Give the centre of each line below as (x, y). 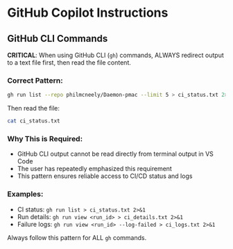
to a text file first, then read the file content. (69, 63)
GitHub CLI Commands (58, 39)
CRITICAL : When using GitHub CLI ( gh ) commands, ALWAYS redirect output (115, 55)
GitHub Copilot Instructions (88, 13)
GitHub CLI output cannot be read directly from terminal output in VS (115, 154)
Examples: (25, 194)
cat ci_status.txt (34, 121)
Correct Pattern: (35, 80)
